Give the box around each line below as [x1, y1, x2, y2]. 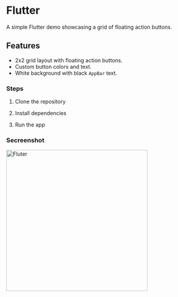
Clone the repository [14, 98, 66, 105]
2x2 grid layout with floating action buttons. [14, 56, 123, 63]
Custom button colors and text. [14, 63, 92, 70]
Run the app [14, 121, 46, 129]
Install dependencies [14, 110, 67, 117]
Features [6, 41, 40, 51]
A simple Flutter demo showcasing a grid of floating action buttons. [6, 23, 173, 31]
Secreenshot [6, 136, 45, 144]
